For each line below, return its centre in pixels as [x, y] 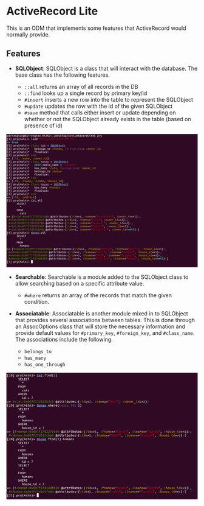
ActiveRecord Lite [52, 11]
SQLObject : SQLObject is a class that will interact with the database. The [106, 68]
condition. [37, 302]
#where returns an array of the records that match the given [98, 295]
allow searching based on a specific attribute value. [80, 284]
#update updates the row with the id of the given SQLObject [98, 106]
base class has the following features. [63, 75]
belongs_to [38, 352]
